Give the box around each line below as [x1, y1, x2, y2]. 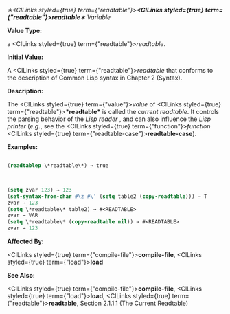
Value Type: [7, 27, 43, 34]
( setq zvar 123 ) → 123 [7, 186, 72, 193]
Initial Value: [7, 53, 43, 61]
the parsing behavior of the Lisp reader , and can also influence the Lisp [7, 115, 211, 123]
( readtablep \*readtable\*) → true [7, 162, 109, 169]
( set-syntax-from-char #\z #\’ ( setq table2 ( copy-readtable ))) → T [7, 192, 207, 200]
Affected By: [7, 237, 45, 245]
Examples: [7, 143, 38, 150]
